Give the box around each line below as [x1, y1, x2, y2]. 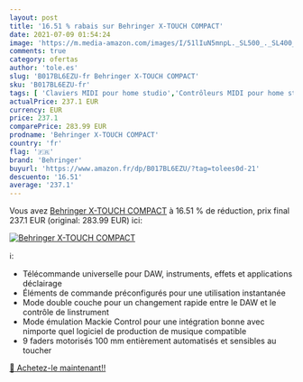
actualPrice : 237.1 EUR [9, 96, 99, 106]
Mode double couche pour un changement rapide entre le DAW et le [22, 297, 277, 308]
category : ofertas [9, 55, 78, 64]
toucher [22, 345, 52, 356]
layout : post [9, 13, 59, 23]
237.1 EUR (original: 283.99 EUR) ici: [9, 215, 142, 226]
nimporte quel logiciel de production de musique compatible [22, 326, 247, 337]
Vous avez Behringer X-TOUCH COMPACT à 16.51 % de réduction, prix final [9, 205, 290, 216]
